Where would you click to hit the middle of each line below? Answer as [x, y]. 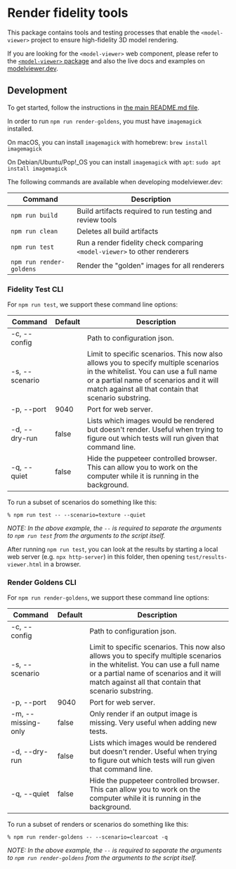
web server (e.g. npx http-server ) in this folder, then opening [96, 557]
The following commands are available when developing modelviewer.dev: [115, 181]
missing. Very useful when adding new [153, 723]
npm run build [34, 215]
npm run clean [34, 231]
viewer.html [25, 565]
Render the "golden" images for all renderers [151, 265]
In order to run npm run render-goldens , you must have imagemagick [105, 121]
